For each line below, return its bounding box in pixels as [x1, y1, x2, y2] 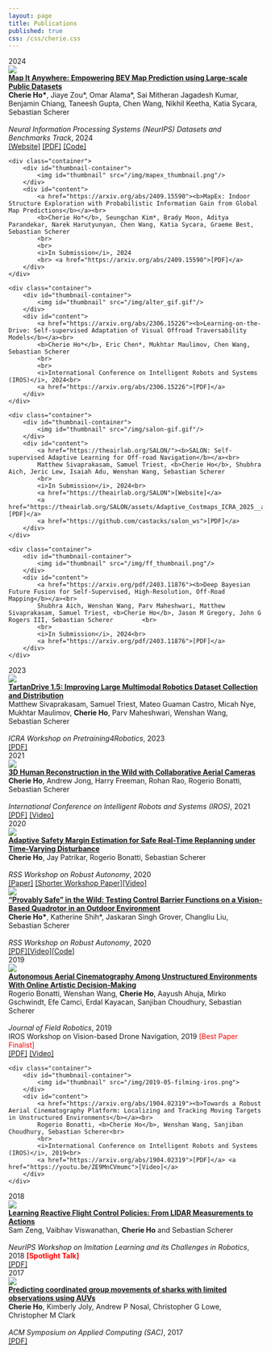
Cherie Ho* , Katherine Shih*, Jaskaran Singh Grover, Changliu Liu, [8, 912, 229, 922]
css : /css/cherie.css [8, 34, 81, 43]
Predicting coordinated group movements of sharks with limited [8, 1284, 227, 1295]
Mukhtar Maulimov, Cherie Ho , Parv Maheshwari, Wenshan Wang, [8, 708, 228, 718]
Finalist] [8, 1040, 35, 1050]
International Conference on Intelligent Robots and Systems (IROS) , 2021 [8, 802, 251, 812]
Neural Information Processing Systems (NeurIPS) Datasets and [8, 124, 222, 134]
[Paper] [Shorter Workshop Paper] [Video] [8, 879, 148, 888]
